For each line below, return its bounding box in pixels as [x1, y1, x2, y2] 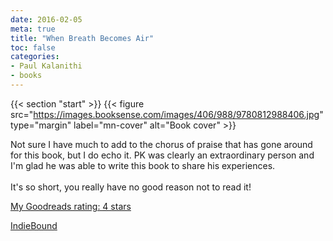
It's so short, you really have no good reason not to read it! [10, 181, 252, 193]
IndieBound [10, 219, 58, 231]
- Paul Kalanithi [10, 61, 83, 71]
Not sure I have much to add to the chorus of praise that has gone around [10, 138, 313, 150]
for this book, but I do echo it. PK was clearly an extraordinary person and [10, 149, 315, 161]
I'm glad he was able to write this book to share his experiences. [10, 159, 276, 171]
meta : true [10, 24, 56, 34]
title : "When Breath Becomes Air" [10, 33, 155, 43]
